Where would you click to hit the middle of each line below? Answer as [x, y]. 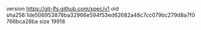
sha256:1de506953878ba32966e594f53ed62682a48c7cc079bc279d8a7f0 [101, 15]
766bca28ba [22, 21]
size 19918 [52, 21]
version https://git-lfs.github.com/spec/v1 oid [63, 9]
